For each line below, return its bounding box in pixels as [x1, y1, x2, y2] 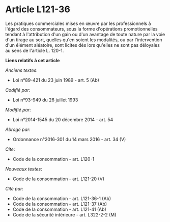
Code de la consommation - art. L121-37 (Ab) [12, 201, 107, 207]
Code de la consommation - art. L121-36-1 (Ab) [12, 195, 111, 202]
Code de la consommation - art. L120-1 [12, 156, 95, 162]
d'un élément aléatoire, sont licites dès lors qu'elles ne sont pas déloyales [5, 42, 160, 48]
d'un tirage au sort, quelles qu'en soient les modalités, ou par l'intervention [5, 37, 162, 43]
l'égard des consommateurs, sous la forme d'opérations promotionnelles [5, 25, 158, 32]
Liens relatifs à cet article [5, 57, 60, 63]
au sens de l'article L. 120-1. [5, 47, 64, 53]
